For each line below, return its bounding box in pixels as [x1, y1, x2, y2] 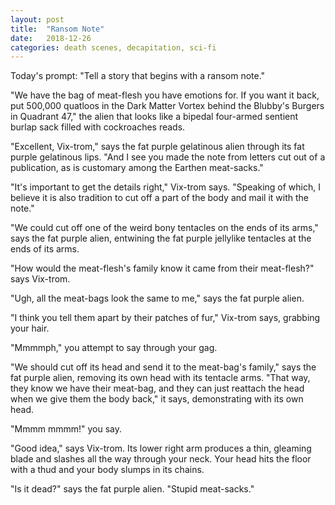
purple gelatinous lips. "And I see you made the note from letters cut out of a [10, 151, 326, 163]
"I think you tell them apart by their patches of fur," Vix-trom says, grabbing [10, 312, 321, 324]
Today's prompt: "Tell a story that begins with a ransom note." [10, 70, 266, 82]
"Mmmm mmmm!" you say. [10, 423, 122, 435]
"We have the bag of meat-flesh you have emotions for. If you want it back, [10, 89, 320, 101]
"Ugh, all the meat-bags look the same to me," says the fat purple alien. [10, 292, 305, 305]
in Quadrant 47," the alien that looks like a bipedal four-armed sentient [10, 111, 299, 123]
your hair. [10, 322, 50, 335]
